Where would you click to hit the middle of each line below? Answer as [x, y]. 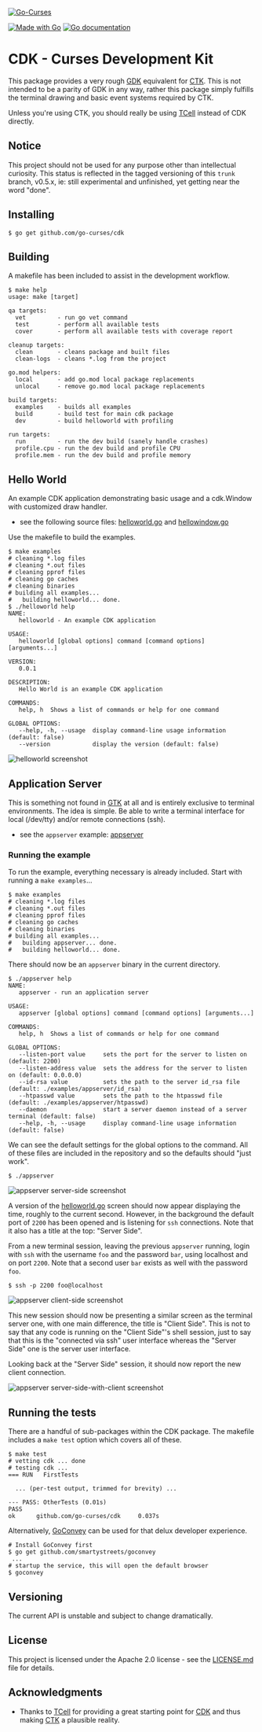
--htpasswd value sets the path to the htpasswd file [120, 1096]
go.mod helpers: [35, 373]
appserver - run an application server [84, 993]
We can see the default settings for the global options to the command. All [128, 1145]
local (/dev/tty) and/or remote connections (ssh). [87, 819]
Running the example [49, 855]
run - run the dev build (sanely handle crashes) [112, 442]
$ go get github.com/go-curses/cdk [66, 233]
